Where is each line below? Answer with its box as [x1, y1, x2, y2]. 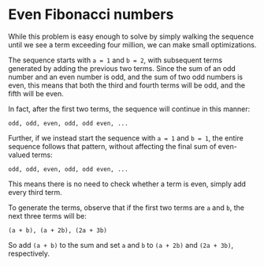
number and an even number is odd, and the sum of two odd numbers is [8, 72, 244, 81]
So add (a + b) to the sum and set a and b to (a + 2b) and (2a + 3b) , [8, 240, 234, 249]
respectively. [8, 249, 50, 258]
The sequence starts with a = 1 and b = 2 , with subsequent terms [8, 55, 223, 65]
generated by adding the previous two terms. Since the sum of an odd [8, 63, 236, 73]
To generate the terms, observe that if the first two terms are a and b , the [8, 203, 244, 212]
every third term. [8, 187, 63, 197]
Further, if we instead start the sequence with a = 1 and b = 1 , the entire [8, 133, 244, 143]
